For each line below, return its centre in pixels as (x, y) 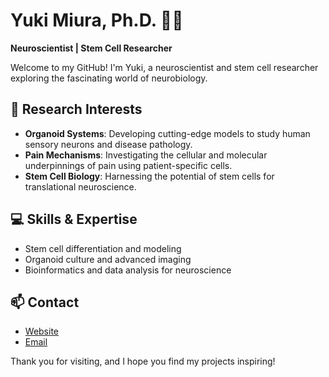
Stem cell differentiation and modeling (103, 248)
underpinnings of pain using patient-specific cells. (128, 165)
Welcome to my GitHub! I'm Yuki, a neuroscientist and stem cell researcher (164, 67)
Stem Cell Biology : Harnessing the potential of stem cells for (149, 176)
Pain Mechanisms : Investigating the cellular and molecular (146, 155)
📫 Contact (45, 302)
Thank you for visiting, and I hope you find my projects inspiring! (143, 361)
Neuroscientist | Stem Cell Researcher (91, 48)
